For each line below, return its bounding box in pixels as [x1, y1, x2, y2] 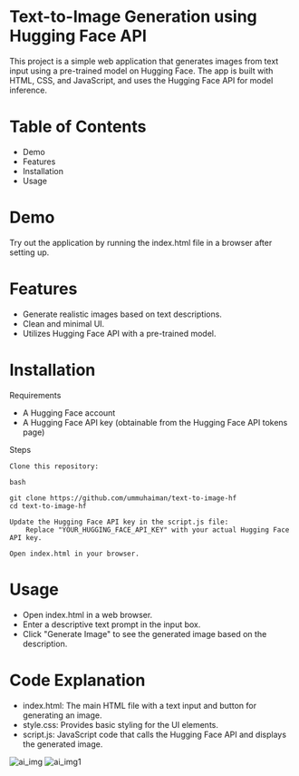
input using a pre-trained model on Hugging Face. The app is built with [9, 65, 274, 76]
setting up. [9, 247, 50, 258]
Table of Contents [9, 116, 147, 137]
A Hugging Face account [22, 407, 116, 418]
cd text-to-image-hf [9, 501, 88, 510]
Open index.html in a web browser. [22, 609, 153, 620]
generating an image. [22, 710, 102, 721]
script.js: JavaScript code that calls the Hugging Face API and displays [22, 729, 287, 740]
